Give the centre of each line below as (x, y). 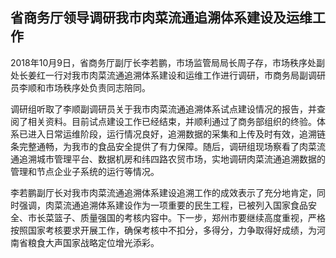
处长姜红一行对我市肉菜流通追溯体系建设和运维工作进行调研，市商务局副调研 (168, 75)
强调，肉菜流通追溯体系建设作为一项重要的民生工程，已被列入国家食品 (163, 205)
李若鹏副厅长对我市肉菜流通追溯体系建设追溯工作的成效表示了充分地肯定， (163, 192)
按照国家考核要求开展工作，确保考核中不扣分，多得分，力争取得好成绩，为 (163, 230)
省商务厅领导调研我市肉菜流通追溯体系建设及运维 (161, 18)
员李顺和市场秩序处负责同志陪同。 (80, 87)
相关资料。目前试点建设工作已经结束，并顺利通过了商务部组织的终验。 (172, 121)
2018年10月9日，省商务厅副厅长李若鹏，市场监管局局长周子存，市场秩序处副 (167, 62)
